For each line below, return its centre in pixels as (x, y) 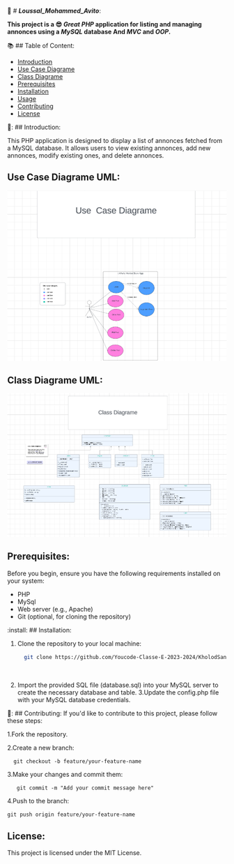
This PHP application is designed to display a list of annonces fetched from (115, 141)
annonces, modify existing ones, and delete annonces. (86, 156)
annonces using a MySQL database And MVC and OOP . (89, 32)
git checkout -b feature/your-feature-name (77, 761)
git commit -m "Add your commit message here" (85, 788)
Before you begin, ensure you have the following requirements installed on (114, 573)
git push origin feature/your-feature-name (71, 815)
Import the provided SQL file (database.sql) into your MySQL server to (118, 685)
